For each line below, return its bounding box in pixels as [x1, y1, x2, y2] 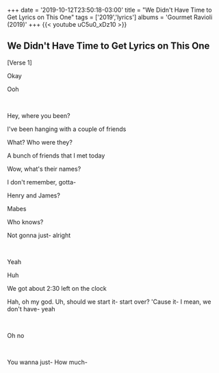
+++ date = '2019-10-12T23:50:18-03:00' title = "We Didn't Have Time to [7, 6, 212, 14]
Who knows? [7, 217, 44, 226]
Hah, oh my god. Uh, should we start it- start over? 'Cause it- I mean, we [7, 298, 211, 306]
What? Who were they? [7, 138, 73, 146]
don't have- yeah [7, 304, 56, 313]
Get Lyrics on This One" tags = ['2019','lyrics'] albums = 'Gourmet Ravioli [7, 13, 213, 21]
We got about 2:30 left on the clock [7, 284, 107, 292]
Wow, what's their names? [7, 165, 81, 173]
